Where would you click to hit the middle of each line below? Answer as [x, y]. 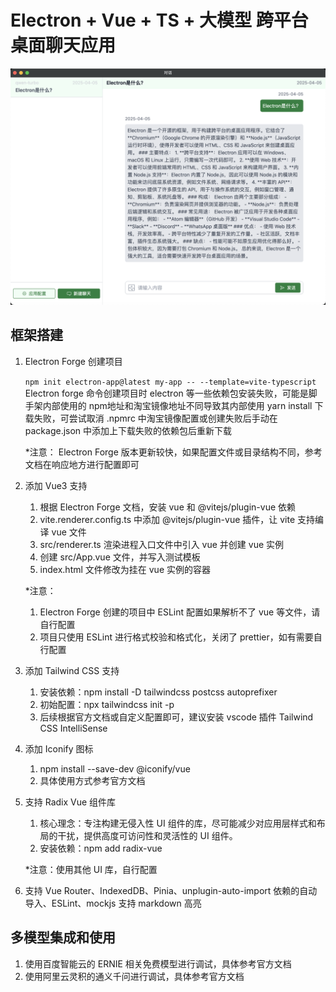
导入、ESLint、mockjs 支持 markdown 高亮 [113, 903]
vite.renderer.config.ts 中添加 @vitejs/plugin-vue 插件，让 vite [167, 519]
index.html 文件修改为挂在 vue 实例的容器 [125, 569]
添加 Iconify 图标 [59, 748]
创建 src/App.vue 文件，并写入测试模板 [120, 557]
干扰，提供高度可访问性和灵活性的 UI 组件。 [147, 835]
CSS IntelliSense [73, 728]
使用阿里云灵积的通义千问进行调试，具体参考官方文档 [134, 976]
